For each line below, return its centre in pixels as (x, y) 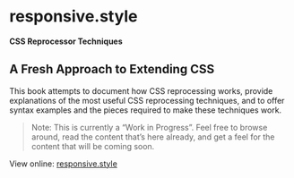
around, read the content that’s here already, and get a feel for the (153, 137)
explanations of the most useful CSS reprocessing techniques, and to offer (147, 100)
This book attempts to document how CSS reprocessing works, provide (141, 90)
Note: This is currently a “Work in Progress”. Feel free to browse (149, 127)
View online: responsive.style (64, 164)
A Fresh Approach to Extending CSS (112, 69)
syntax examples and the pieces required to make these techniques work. (146, 110)
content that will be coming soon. (93, 146)
